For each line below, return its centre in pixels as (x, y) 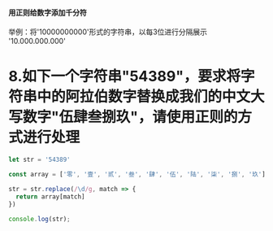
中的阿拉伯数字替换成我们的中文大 (151, 97)
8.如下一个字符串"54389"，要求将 (125, 76)
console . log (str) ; (39, 219)
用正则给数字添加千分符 (48, 12)
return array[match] (50, 196)
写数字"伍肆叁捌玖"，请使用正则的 (123, 117)
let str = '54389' (39, 160)
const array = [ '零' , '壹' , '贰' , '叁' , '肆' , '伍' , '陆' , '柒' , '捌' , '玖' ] (137, 175)
